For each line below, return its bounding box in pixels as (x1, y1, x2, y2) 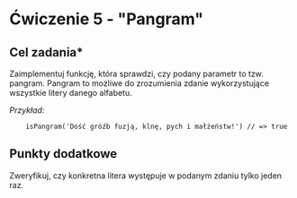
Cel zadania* (9, 45, 84, 60)
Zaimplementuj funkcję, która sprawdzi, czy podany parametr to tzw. (9, 68, 264, 79)
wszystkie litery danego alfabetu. (9, 88, 132, 98)
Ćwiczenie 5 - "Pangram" (9, 9, 204, 30)
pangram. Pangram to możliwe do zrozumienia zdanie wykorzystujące (9, 78, 270, 89)
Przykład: (9, 105, 45, 116)
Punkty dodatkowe (9, 146, 118, 161)
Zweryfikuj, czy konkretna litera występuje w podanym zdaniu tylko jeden (9, 170, 282, 181)
